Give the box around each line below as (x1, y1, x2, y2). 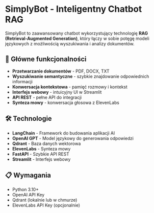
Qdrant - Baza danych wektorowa (12, 141, 81, 146)
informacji (12, 78, 33, 84)
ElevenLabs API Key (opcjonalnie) (12, 202, 80, 208)
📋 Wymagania (5, 171, 51, 179)
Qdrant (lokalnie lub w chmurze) (12, 197, 77, 203)
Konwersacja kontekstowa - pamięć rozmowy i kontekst (12, 84, 128, 90)
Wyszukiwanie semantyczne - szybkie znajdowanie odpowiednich (12, 73, 150, 79)
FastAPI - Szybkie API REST (12, 151, 70, 157)
